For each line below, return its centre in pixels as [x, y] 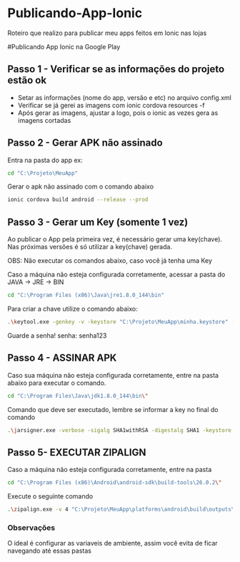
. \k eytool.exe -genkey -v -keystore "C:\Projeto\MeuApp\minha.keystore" [118, 322]
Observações [31, 528]
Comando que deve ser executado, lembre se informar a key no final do [113, 409]
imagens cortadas [44, 120]
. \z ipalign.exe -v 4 [38, 510]
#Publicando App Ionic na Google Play [64, 46]
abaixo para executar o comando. [57, 383]
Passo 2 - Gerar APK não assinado [85, 143]
